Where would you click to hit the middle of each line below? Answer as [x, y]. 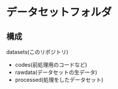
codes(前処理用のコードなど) [51, 65]
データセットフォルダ [59, 12]
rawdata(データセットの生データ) [56, 72]
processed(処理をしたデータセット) [59, 80]
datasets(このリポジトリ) [37, 52]
